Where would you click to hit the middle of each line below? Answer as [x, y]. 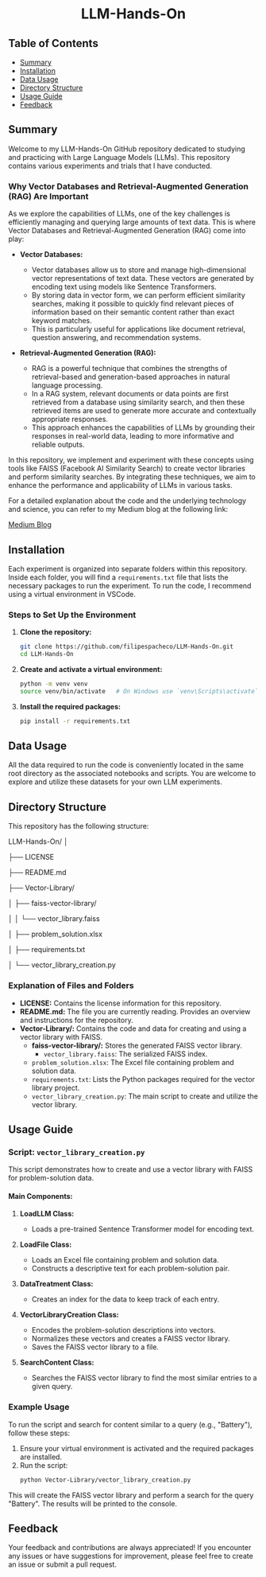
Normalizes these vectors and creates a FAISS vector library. [131, 1339]
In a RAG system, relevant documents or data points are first [130, 394]
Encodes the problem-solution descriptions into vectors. [123, 1330]
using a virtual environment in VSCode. [72, 594]
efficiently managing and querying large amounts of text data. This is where [132, 222]
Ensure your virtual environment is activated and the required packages [137, 1448]
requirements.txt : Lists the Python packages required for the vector [143, 1079]
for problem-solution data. [51, 1178]
